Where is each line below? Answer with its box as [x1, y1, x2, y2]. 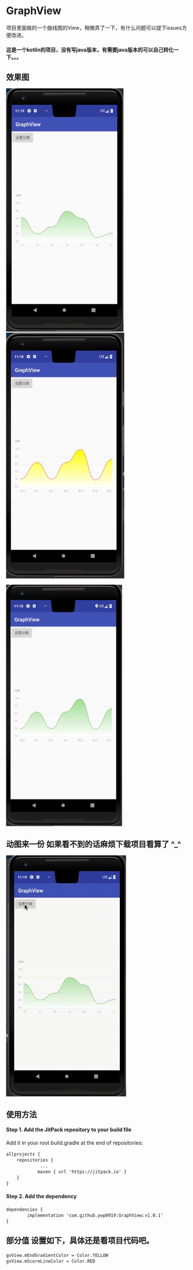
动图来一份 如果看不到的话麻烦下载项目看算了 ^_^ [6, 839, 181, 849]
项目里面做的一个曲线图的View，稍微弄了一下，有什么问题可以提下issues [6, 24, 182, 31]
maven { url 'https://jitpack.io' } [37, 1169, 127, 1174]
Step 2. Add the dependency [6, 1193, 77, 1200]
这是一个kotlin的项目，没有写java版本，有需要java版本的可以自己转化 [6, 46, 174, 53]
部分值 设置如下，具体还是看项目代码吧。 [6, 1235, 154, 1246]
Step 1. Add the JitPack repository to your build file [6, 1126, 132, 1133]
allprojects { [6, 1151, 41, 1157]
